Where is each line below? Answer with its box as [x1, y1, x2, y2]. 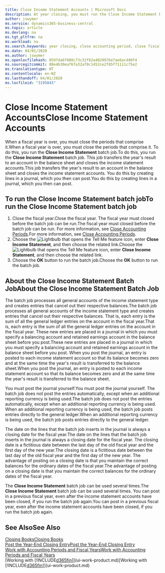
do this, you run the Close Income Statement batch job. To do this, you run [5, 149, 156, 155]
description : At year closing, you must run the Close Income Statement [5, 12, 157, 17]
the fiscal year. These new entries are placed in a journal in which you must [5, 329, 158, 335]
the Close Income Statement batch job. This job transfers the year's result [5, 154, 156, 160]
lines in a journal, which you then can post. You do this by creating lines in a [5, 175, 157, 181]
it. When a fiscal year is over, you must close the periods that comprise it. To [5, 144, 159, 150]
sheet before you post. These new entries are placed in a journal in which [5, 339, 153, 345]
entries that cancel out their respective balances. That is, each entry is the [5, 313, 156, 319]
